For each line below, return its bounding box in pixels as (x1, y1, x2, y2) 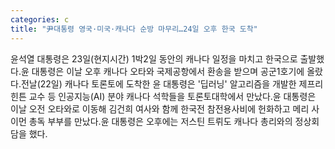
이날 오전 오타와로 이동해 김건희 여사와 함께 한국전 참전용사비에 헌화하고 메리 (10, 102, 310, 115)
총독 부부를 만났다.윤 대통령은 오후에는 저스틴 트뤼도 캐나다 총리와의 (28, 115, 293, 127)
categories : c (10, 14, 70, 25)
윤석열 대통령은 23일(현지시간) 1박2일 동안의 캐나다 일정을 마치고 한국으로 (10, 52, 298, 65)
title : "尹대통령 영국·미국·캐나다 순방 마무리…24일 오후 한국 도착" (10, 24, 258, 34)
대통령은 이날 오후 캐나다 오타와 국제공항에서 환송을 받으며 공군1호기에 (31, 65, 305, 77)
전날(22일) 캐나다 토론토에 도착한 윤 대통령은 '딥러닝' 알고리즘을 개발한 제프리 (20, 77, 324, 90)
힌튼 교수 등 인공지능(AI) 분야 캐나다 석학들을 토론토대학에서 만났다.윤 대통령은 (10, 90, 317, 102)
